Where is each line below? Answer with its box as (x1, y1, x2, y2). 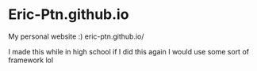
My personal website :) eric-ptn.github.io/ (8, 32, 144, 41)
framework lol (8, 55, 54, 65)
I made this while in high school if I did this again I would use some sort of (8, 47, 250, 56)
